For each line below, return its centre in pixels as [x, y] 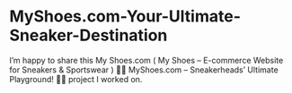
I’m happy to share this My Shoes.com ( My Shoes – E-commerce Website [146, 60]
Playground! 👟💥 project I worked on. [76, 79]
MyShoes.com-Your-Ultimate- [125, 17]
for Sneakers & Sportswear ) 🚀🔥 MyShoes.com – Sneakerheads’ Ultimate [144, 70]
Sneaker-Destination [88, 35]
